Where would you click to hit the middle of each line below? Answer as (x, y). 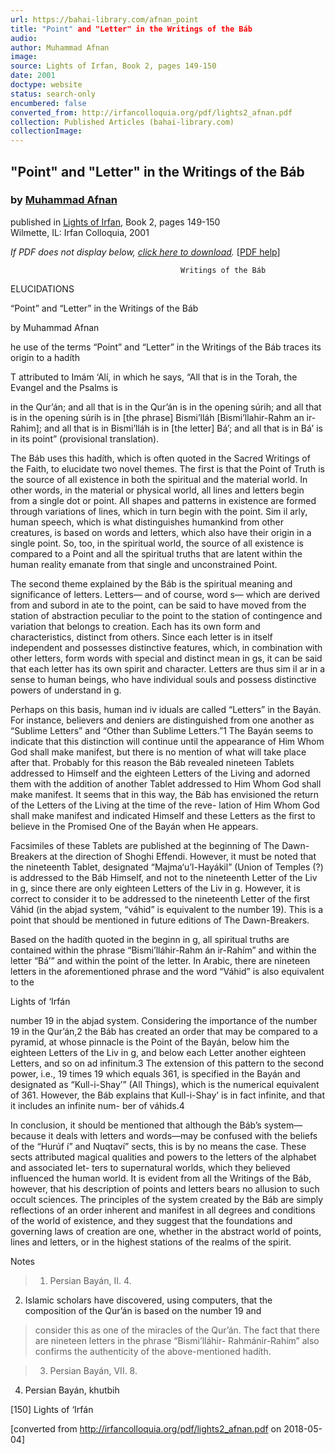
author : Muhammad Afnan (60, 47)
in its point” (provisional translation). (85, 438)
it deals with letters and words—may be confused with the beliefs (183, 1135)
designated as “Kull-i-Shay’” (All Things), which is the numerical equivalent (165, 1084)
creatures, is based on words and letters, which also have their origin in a (161, 532)
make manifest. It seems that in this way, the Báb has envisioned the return (165, 794)
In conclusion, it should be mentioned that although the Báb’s (136, 1125)
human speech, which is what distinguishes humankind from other (147, 522)
